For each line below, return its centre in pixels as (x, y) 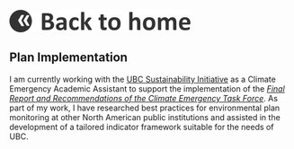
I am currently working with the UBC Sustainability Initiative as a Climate (143, 79)
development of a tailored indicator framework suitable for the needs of (142, 127)
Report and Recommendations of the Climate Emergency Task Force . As (144, 98)
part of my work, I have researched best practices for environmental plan (145, 108)
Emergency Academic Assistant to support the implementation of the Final (147, 88)
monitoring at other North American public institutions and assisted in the (145, 117)
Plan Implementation (69, 58)
